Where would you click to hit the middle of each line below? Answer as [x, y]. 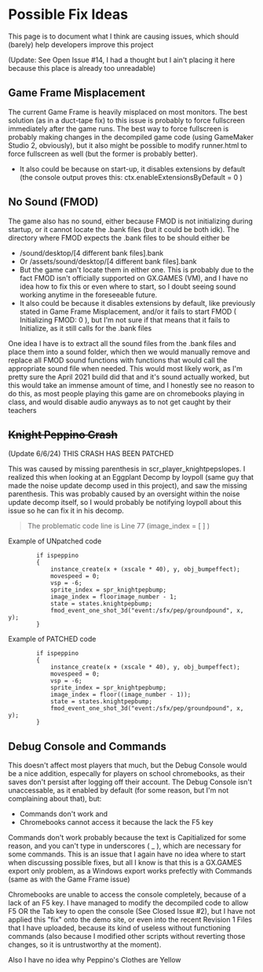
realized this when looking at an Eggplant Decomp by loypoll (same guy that [131, 477]
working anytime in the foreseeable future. [88, 295]
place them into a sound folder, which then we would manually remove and [129, 352]
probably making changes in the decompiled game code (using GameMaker [131, 137]
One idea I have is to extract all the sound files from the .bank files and [122, 343]
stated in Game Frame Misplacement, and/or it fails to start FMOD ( [128, 311]
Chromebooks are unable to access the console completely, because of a [127, 895]
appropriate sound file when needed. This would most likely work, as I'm [126, 368]
